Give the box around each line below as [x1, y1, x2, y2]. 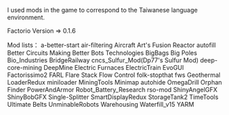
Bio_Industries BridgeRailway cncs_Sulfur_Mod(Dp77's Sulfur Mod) [7, 56, 199, 64]
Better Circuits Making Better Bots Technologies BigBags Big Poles [7, 48, 197, 57]
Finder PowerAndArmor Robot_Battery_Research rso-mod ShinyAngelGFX [7, 86, 218, 94]
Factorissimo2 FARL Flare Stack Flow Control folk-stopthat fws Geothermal [7, 71, 221, 79]
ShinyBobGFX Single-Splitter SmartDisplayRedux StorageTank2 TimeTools [7, 93, 219, 101]
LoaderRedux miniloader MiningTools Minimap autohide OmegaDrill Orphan [7, 78, 223, 86]
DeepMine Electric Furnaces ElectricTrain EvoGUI [44, 64, 185, 71]
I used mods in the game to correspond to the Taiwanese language [7, 6, 199, 14]
